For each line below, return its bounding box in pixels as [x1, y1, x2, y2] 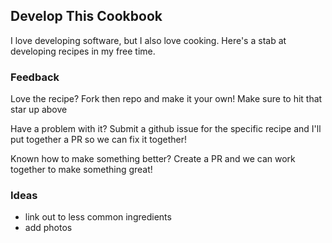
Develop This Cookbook [10, 8, 163, 25]
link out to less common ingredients [24, 211, 172, 223]
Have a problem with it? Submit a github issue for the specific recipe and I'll [10, 123, 322, 135]
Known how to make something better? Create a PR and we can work [10, 153, 296, 165]
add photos [24, 222, 73, 234]
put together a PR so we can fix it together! [10, 134, 188, 146]
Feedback [10, 70, 60, 84]
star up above [10, 104, 68, 116]
